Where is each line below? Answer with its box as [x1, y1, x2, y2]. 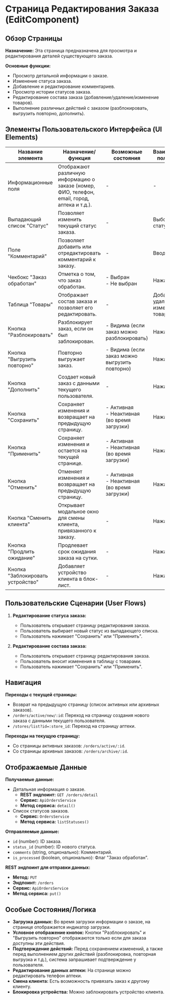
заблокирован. [58, 337, 95, 345]
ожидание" [8, 554, 35, 561]
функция [68, 154, 91, 162]
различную [58, 169, 86, 176]
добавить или [58, 243, 92, 250]
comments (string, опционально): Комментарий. [12, 849, 112, 855]
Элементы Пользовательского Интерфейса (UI [5, 125, 162, 134]
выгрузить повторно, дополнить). [12, 110, 85, 116]
